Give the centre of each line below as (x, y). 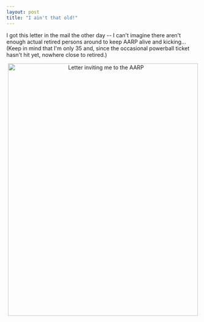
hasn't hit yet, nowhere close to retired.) (57, 54)
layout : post (23, 12)
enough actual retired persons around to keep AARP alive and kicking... (96, 42)
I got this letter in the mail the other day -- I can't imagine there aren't (94, 35)
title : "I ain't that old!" (42, 18)
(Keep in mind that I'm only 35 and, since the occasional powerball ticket (98, 48)
